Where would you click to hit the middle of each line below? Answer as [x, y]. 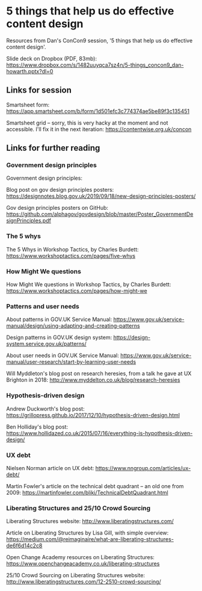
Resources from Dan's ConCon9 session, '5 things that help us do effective [99, 40]
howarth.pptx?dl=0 [30, 71]
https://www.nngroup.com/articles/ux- [143, 468]
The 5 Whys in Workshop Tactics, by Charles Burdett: [72, 249]
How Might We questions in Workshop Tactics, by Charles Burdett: [89, 284]
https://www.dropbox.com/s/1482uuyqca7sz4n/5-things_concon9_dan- [95, 65]
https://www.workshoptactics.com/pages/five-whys [71, 256]
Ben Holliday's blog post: [37, 427]
